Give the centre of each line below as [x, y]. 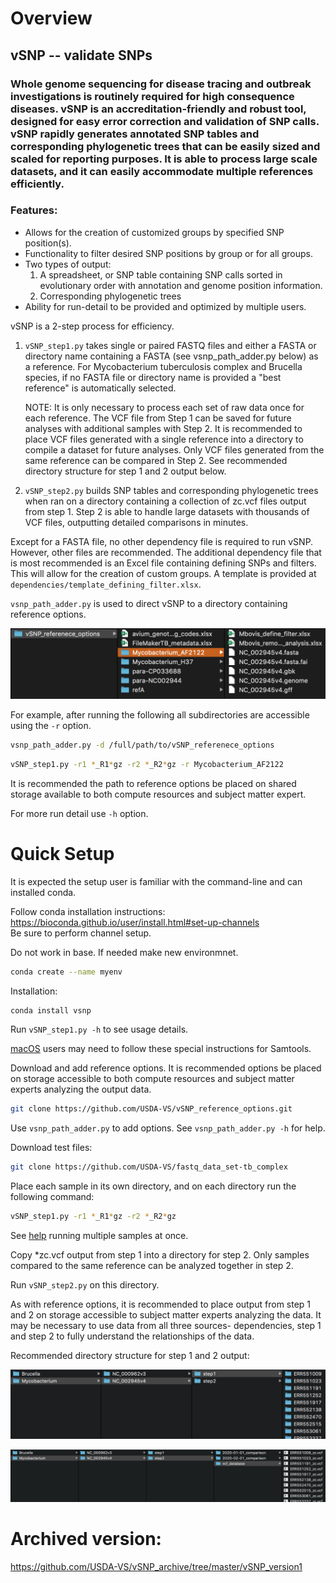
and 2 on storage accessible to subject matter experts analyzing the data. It [166, 1315]
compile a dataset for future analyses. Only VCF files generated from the [174, 449]
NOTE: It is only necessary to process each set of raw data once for [164, 407]
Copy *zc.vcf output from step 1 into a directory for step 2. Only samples [160, 1255]
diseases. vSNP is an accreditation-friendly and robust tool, [158, 109]
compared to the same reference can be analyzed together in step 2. [152, 1266]
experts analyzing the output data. [81, 1089]
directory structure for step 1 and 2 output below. [125, 471]
